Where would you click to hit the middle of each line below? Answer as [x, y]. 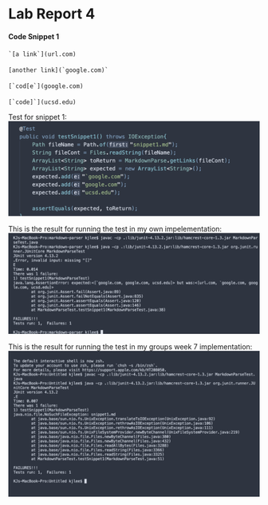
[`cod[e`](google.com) [46, 86]
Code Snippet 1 [34, 36]
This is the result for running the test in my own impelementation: [115, 229]
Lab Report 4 [52, 14]
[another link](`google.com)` [59, 70]
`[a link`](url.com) [43, 54]
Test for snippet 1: [37, 117]
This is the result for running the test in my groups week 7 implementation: [130, 347]
